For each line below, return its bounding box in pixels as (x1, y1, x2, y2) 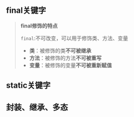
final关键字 (6, 5, 46, 16)
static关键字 (6, 81, 51, 91)
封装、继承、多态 (6, 102, 68, 112)
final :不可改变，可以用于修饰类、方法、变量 (20, 35, 128, 42)
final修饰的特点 (20, 22, 58, 29)
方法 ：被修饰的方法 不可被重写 (29, 54, 102, 61)
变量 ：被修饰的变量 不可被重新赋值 (29, 61, 112, 68)
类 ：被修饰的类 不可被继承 (29, 47, 92, 54)
